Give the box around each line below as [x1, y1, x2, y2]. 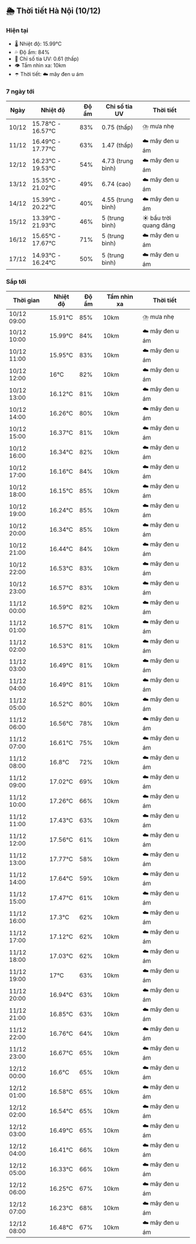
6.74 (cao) [101, 180, 131, 188]
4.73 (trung [101, 157, 134, 165]
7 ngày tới [6, 87, 35, 95]
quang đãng [142, 221, 176, 229]
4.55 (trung [101, 196, 134, 204]
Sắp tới [6, 277, 26, 286]
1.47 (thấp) [101, 141, 133, 149]
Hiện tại [6, 26, 29, 35]
